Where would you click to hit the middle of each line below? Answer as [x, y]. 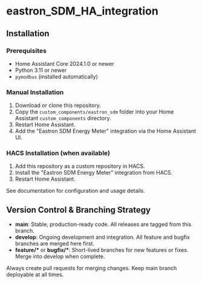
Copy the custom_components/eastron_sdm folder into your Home [94, 112]
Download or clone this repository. [58, 105]
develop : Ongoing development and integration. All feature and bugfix [103, 237]
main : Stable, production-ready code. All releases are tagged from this [103, 224]
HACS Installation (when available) [58, 153]
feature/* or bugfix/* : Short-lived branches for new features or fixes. [102, 250]
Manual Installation [35, 92]
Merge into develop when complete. [60, 257]
